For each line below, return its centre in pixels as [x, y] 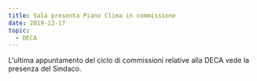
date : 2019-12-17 [37, 23]
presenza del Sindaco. [45, 69]
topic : [19, 30]
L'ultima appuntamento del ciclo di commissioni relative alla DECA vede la [129, 60]
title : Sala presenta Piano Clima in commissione [92, 15]
